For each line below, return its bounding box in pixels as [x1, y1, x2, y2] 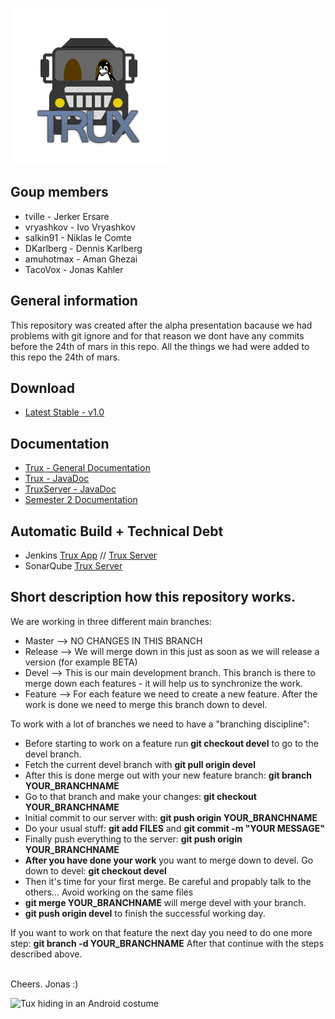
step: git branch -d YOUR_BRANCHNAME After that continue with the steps [10, 937, 325, 949]
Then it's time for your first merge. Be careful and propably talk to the [24, 875, 312, 887]
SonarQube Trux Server [24, 560, 123, 572]
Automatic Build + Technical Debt [10, 523, 224, 540]
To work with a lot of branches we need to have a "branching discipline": [10, 718, 310, 730]
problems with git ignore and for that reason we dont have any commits [10, 329, 305, 342]
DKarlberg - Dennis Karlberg [24, 242, 143, 254]
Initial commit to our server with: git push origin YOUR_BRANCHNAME [24, 811, 318, 823]
